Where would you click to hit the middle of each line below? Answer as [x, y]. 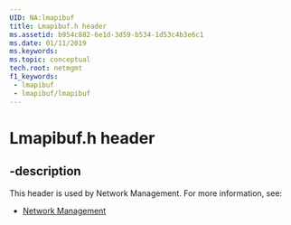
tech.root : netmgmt [46, 69]
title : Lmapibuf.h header [58, 26]
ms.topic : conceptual [50, 60]
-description [45, 171]
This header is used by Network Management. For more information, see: [146, 193]
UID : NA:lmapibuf [42, 18]
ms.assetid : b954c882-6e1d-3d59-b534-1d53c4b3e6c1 [107, 34]
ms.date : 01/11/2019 [48, 43]
